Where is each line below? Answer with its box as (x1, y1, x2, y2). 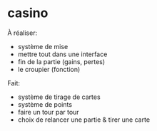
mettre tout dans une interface (17, 50, 108, 58)
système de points (17, 100, 73, 108)
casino (7, 5, 49, 21)
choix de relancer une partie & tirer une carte (17, 115, 151, 124)
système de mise (17, 42, 69, 51)
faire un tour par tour (17, 108, 80, 116)
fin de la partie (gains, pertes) (17, 57, 106, 65)
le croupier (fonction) (17, 65, 81, 73)
